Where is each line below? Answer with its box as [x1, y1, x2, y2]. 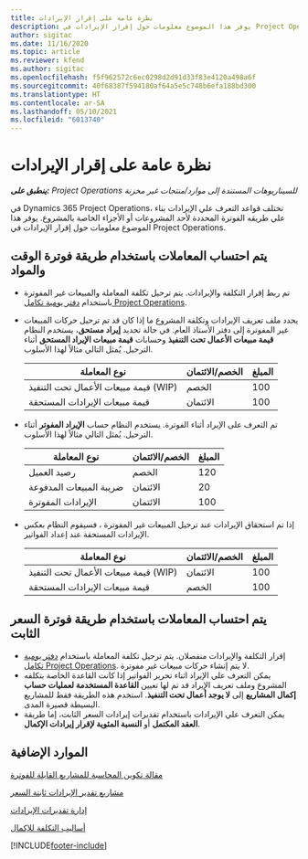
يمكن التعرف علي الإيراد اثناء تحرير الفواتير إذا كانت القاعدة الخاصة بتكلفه [23, 669, 271, 681]
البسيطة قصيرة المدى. [23, 698, 101, 709]
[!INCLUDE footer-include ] [10, 840, 108, 851]
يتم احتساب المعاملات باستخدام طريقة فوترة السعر [10, 611, 268, 627]
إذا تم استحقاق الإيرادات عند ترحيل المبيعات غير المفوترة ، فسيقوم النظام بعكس [23, 518, 295, 530]
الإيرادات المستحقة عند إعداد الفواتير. [23, 528, 150, 539]
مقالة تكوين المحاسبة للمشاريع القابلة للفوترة [10, 769, 164, 779]
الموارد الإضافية [10, 745, 89, 760]
